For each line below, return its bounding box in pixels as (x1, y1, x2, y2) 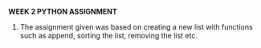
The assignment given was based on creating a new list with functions (19, 22, 253, 31)
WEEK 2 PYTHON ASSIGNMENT (8, 7, 118, 16)
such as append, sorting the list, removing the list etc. (19, 31, 198, 40)
